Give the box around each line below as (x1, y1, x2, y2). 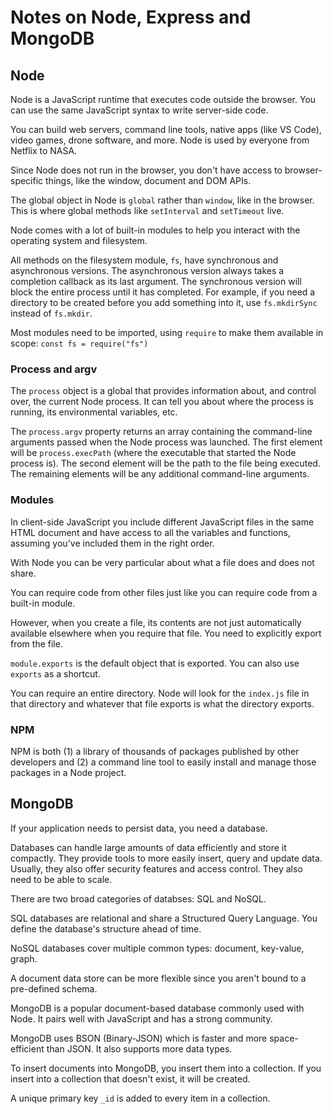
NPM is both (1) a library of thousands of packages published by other (10, 745, 300, 757)
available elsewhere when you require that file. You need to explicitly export (10, 627, 322, 639)
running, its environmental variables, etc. (10, 406, 178, 418)
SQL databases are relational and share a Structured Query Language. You (10, 912, 318, 924)
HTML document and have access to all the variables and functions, (10, 526, 291, 538)
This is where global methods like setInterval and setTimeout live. (10, 205, 285, 216)
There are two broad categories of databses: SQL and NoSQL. (10, 892, 267, 905)
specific (10, 175, 44, 186)
